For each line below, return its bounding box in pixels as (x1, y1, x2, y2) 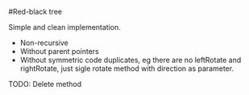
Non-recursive (19, 38, 68, 47)
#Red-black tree (8, 7, 63, 16)
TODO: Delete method (8, 80, 82, 89)
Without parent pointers (19, 47, 99, 56)
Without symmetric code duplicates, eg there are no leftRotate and (19, 56, 242, 64)
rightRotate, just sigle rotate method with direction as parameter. (19, 64, 234, 73)
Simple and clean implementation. (8, 23, 121, 31)
